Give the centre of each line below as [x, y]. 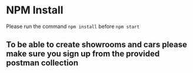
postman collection [42, 63]
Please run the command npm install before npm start [73, 26]
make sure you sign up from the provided [83, 54]
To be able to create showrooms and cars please [96, 45]
